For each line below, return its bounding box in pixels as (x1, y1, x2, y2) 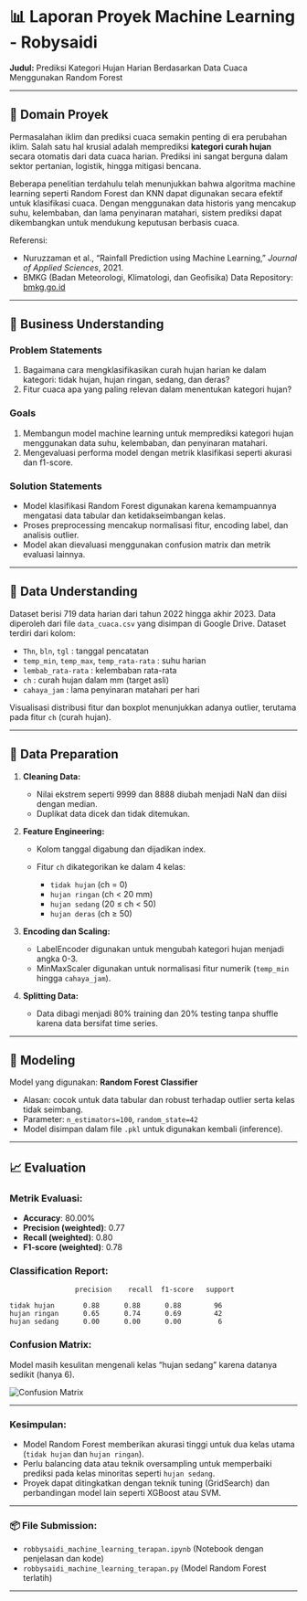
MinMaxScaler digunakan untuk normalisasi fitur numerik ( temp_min (36, 962, 290, 973)
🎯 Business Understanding (9, 316, 164, 333)
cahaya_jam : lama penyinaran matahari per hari (22, 684, 200, 694)
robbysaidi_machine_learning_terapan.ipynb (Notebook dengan (22, 1543, 264, 1554)
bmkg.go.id (22, 281, 66, 292)
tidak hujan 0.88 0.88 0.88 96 (9, 1301, 223, 1310)
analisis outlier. (22, 530, 79, 541)
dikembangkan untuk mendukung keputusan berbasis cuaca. (9, 217, 240, 228)
